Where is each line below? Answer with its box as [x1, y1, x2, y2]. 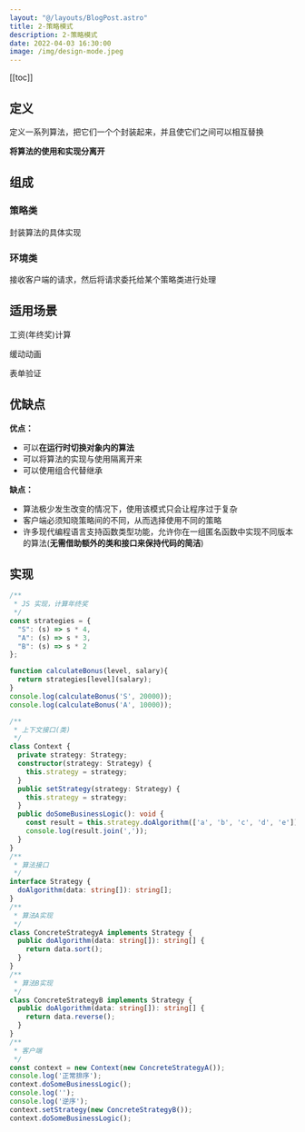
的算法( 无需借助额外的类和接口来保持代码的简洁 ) [22, 537, 204, 548]
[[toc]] [9, 72, 34, 83]
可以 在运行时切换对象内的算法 [22, 442, 134, 452]
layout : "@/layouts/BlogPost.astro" [9, 13, 148, 23]
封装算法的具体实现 [9, 226, 82, 237]
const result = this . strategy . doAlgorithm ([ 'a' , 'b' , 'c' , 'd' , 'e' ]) [25, 819, 299, 828]
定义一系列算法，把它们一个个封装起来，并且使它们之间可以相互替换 [9, 126, 264, 137]
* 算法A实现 [13, 910, 54, 920]
